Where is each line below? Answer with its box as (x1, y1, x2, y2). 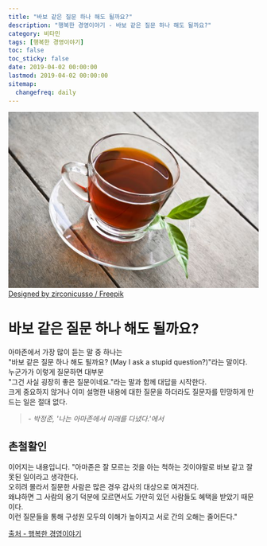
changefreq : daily (15, 88, 77, 96)
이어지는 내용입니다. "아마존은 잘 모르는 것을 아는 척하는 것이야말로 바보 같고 (8, 462, 245, 472)
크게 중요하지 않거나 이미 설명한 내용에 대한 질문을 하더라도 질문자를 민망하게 (8, 387, 246, 397)
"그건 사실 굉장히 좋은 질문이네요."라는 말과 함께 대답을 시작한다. (8, 377, 207, 387)
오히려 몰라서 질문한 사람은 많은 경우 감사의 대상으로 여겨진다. (8, 482, 199, 492)
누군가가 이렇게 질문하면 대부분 (8, 367, 105, 377)
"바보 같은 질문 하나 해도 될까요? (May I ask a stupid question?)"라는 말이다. (8, 357, 248, 367)
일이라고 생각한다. (22, 472, 79, 482)
